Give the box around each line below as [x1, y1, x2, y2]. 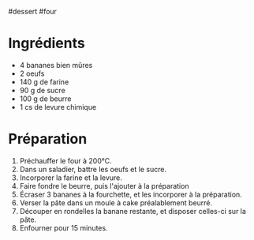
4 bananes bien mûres [19, 60, 93, 69]
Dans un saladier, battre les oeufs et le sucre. [19, 164, 167, 174]
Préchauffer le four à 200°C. [19, 156, 112, 165]
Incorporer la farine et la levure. [19, 173, 122, 182]
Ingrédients [8, 35, 85, 52]
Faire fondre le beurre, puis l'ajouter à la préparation [19, 181, 189, 190]
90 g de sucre [19, 85, 65, 95]
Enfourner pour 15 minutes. [19, 223, 108, 232]
